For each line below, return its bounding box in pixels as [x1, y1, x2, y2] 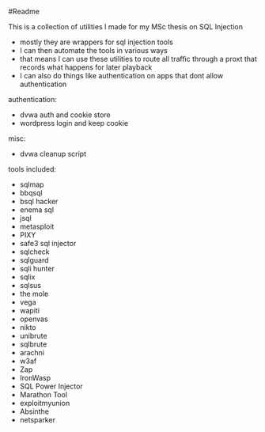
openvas [19, 314, 49, 324]
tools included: [8, 165, 57, 173]
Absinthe [19, 407, 50, 416]
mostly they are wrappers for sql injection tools [19, 37, 174, 47]
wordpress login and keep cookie [19, 119, 129, 127]
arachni [19, 348, 45, 357]
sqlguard [19, 256, 49, 264]
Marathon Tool [19, 390, 68, 399]
